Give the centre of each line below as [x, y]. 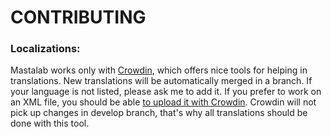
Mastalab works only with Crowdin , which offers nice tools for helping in [159, 70]
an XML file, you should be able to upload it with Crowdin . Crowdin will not [163, 102]
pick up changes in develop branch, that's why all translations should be [159, 113]
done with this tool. [50, 123]
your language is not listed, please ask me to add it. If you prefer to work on [166, 92]
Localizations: [45, 49]
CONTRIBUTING [78, 17]
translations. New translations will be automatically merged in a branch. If [161, 81]
